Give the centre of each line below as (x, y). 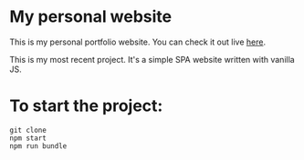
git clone (28, 130)
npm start (28, 138)
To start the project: (86, 106)
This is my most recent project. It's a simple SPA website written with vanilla (152, 59)
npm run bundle (38, 146)
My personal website (91, 17)
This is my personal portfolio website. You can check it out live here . (138, 42)
